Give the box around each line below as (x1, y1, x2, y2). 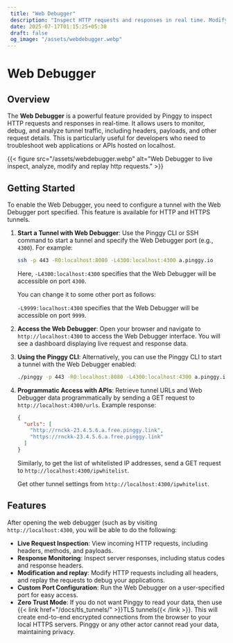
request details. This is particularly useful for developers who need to (7, 134, 206, 142)
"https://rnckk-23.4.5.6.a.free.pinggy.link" (30, 434, 164, 440)
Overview (7, 93, 51, 105)
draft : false (10, 29, 49, 37)
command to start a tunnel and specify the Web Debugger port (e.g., (17, 236, 214, 244)
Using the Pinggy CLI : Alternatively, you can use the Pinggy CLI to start (17, 352, 222, 361)
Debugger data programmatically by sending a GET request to (17, 393, 196, 402)
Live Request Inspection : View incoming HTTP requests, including (17, 539, 208, 547)
